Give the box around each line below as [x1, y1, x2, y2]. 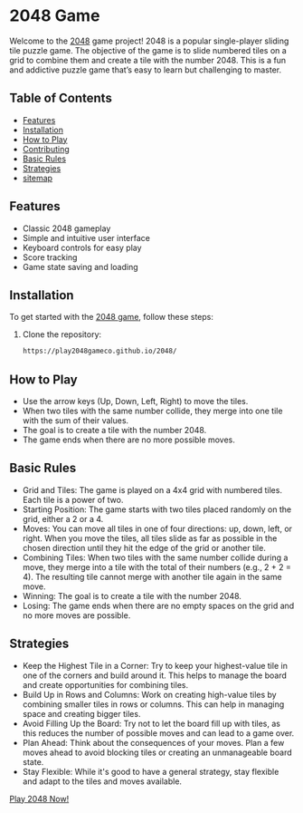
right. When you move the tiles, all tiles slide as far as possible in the [22, 532, 278, 544]
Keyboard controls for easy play [22, 242, 142, 253]
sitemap [22, 172, 52, 183]
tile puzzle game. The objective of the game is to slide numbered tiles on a [9, 44, 287, 55]
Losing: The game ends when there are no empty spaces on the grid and [22, 600, 295, 611]
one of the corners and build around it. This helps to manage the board [22, 670, 288, 681]
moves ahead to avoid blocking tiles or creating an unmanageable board [22, 747, 292, 758]
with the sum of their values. [22, 415, 129, 426]
